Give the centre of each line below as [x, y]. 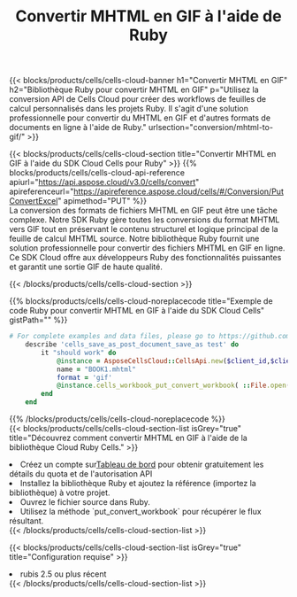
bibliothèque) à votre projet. [60, 492]
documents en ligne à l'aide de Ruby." [78, 128]
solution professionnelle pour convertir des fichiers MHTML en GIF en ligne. [147, 248]
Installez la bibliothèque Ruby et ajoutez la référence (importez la [138, 484]
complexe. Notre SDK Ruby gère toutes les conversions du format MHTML [145, 220]
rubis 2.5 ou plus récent [64, 574]
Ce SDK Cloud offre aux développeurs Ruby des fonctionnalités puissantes [145, 258]
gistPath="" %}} [38, 320]
